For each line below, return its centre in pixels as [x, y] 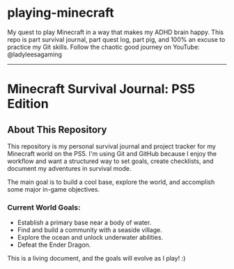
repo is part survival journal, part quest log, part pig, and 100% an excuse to [116, 39]
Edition [28, 104]
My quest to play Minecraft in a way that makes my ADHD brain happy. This [116, 32]
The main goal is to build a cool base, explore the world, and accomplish [111, 182]
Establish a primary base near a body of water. [84, 223]
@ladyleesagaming [35, 54]
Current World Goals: [44, 207]
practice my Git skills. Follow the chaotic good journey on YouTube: [103, 47]
